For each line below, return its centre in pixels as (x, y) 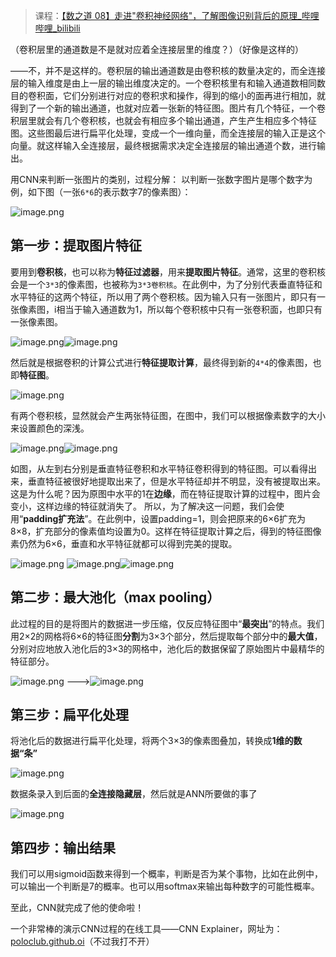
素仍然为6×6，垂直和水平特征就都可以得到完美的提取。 (124, 543)
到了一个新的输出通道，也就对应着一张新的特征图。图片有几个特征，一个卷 (172, 108)
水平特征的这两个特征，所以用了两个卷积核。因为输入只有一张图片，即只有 (163, 296)
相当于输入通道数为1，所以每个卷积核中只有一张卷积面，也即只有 (189, 309)
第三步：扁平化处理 (69, 715)
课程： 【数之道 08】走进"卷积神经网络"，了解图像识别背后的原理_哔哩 (177, 15)
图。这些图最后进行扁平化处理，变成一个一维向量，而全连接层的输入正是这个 (168, 133)
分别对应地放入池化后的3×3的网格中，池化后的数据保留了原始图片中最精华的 (167, 648)
